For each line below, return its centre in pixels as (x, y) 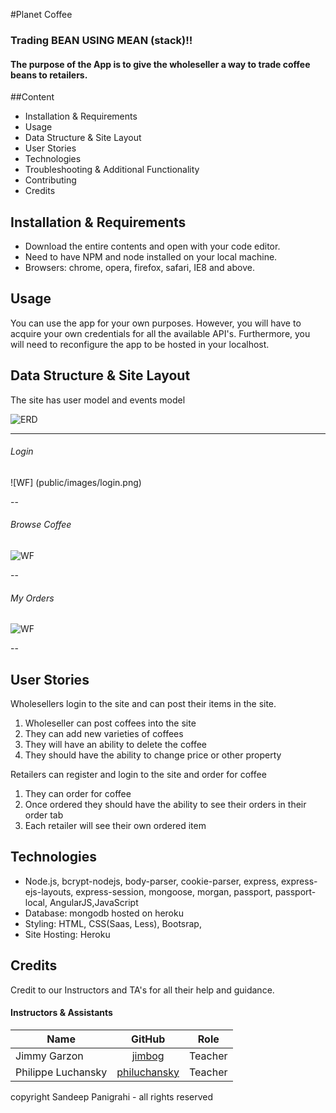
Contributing (50, 180)
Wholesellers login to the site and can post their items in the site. (143, 703)
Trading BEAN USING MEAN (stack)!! (101, 40)
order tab (44, 815)
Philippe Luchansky (61, 1072)
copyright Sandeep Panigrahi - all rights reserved (112, 1096)
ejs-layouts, (49, 891)
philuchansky (148, 1072)
